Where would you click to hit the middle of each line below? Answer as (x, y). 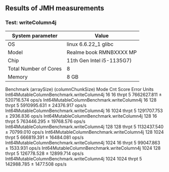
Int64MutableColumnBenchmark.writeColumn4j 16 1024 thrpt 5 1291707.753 (84, 111)
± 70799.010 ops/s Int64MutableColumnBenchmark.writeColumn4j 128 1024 (84, 132)
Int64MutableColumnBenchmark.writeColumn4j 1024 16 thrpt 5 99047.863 (83, 142)
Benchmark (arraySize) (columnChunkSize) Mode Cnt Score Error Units (79, 89)
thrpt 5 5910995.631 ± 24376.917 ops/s (46, 105)
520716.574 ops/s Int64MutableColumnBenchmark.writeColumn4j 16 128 (81, 100)
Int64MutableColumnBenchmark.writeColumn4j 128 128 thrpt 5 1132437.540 (84, 126)
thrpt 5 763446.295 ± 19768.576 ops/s (45, 121)
